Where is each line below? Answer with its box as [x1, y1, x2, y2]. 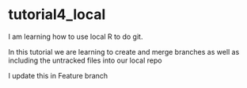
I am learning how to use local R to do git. [8, 32, 143, 41]
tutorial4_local [8, 6, 106, 24]
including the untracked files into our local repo [8, 55, 162, 65]
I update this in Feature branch [8, 71, 108, 80]
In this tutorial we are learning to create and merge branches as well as [8, 47, 240, 56]
